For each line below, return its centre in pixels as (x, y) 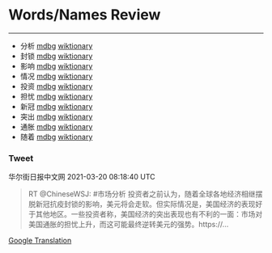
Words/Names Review (85, 15)
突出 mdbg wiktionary (56, 116)
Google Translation (40, 241)
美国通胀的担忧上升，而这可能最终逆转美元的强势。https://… (128, 225)
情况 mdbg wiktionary (56, 76)
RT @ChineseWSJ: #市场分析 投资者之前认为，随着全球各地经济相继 (142, 194)
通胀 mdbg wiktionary (56, 126)
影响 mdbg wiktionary (56, 65)
